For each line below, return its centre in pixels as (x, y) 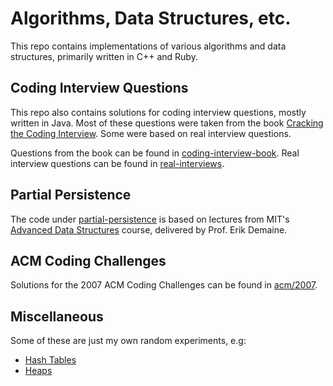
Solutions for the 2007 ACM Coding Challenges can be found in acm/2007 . (164, 285)
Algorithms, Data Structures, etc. (151, 18)
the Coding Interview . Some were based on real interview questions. (151, 133)
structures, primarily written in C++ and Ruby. (104, 56)
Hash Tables (50, 360)
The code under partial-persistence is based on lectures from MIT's (150, 219)
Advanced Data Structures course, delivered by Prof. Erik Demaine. (149, 229)
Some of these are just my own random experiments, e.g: (128, 341)
